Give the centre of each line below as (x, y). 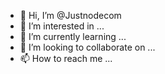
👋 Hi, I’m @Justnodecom (70, 15)
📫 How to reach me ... (66, 58)
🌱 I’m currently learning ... (73, 36)
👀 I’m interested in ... (62, 26)
